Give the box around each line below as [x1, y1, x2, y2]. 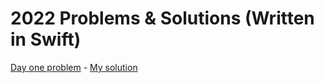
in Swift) [10, 28, 82, 51]
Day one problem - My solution [10, 61, 138, 73]
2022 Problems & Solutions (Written [10, 7, 315, 30]
